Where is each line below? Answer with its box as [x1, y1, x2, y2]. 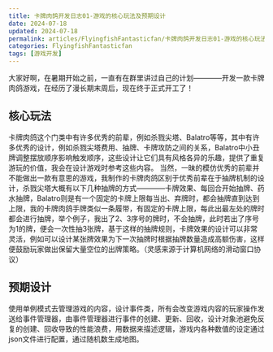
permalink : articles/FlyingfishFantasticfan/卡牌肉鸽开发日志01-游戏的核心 [8, 34, 254, 43]
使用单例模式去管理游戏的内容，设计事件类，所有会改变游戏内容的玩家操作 [8, 303, 258, 313]
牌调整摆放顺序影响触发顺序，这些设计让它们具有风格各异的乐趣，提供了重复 [8, 152, 265, 163]
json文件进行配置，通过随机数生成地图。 [8, 334, 144, 344]
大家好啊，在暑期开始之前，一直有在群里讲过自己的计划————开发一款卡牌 [8, 73, 265, 82]
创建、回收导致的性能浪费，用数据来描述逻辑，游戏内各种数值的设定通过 [22, 324, 265, 333]
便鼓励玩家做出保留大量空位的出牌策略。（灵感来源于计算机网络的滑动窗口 [8, 244, 254, 254]
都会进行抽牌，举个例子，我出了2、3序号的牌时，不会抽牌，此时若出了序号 [8, 213, 260, 224]
